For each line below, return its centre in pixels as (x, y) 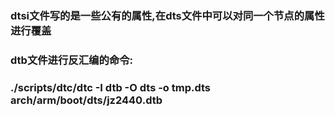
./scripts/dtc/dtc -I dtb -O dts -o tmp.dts (111, 87)
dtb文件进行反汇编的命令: (71, 60)
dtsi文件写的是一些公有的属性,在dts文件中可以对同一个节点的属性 (167, 15)
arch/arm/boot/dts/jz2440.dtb (86, 100)
